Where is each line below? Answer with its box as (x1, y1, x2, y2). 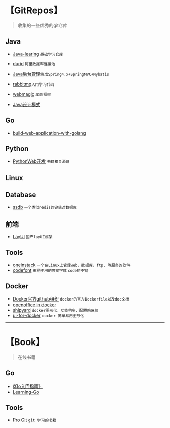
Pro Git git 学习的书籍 (12, 417, 57, 423)
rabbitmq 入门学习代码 (12, 81, 55, 87)
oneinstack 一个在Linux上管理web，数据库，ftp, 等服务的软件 (12, 262, 131, 268)
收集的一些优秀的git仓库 (17, 22, 68, 28)
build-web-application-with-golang (12, 130, 86, 136)
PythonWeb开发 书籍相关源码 (12, 158, 70, 164)
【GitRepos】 (5, 5, 63, 16)
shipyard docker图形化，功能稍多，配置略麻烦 (12, 307, 99, 313)
